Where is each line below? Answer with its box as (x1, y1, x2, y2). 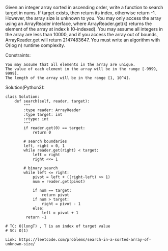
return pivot (41, 192, 70, 197)
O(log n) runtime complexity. (5, 42, 65, 48)
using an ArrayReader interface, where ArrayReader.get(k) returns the (5, 20, 152, 27)
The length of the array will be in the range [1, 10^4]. (5, 76, 131, 81)
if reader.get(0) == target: (23, 125, 86, 131)
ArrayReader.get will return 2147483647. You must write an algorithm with (5, 37, 160, 43)
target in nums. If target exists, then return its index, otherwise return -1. (5, 10, 156, 16)
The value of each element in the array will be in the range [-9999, (5, 66, 158, 71)
